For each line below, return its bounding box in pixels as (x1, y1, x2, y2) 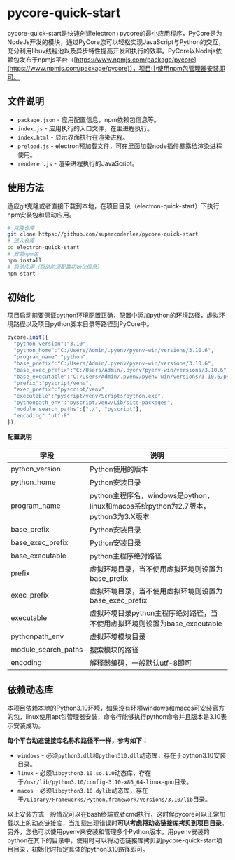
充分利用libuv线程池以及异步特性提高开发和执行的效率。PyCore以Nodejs (7, 46, 216, 55)
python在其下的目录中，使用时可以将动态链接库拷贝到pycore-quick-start (7, 836, 217, 845)
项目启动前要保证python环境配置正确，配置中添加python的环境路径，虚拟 (7, 311, 219, 320)
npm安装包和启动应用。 (7, 210, 76, 219)
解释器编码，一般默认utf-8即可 (90, 658, 192, 668)
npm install (7, 257, 42, 264)
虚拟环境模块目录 (90, 631, 146, 641)
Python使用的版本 (90, 464, 148, 474)
